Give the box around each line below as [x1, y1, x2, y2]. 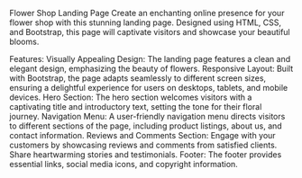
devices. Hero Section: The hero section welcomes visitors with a [9, 92, 252, 102]
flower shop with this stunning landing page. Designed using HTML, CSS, [9, 17, 282, 28]
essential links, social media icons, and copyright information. [9, 159, 239, 169]
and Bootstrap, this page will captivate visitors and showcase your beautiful [9, 27, 290, 37]
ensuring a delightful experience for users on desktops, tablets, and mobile [9, 83, 288, 93]
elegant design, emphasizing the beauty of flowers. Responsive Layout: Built [9, 63, 294, 74]
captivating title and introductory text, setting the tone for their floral [9, 102, 262, 111]
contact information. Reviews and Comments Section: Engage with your [9, 130, 277, 140]
